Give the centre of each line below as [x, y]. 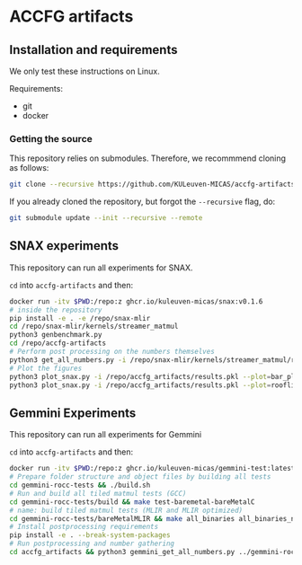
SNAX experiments [64, 246]
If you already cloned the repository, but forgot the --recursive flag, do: [142, 202]
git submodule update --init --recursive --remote [106, 218]
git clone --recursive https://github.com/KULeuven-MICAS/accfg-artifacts [152, 185]
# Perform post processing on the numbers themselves [112, 352]
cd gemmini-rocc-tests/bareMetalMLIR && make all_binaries [122, 518]
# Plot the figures [46, 368]
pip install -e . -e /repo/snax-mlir [80, 318]
